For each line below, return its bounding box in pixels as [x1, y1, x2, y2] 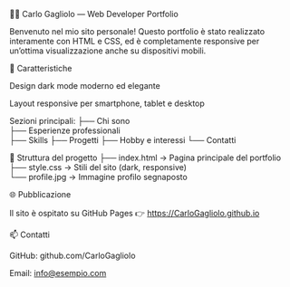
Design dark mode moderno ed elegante [9, 81, 160, 91]
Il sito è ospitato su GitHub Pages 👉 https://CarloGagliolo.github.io [9, 208, 260, 218]
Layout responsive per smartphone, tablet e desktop [9, 98, 206, 109]
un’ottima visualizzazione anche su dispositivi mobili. [9, 45, 207, 56]
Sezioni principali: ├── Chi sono [9, 116, 130, 126]
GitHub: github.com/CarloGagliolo [9, 250, 136, 261]
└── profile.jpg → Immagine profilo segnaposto [9, 172, 188, 182]
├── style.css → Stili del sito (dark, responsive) [9, 162, 188, 172]
